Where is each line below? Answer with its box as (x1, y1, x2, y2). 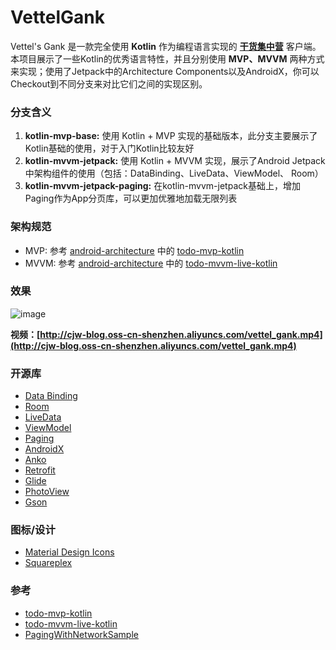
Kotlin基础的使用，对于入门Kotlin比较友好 (24, 142, 195, 155)
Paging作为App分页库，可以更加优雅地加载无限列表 (24, 192, 238, 205)
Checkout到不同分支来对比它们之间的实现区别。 (10, 77, 208, 90)
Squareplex (24, 557, 73, 569)
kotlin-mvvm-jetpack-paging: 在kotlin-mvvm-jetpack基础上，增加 (24, 180, 301, 192)
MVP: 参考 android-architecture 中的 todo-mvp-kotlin (24, 244, 245, 256)
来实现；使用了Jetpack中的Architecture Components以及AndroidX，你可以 (10, 65, 320, 77)
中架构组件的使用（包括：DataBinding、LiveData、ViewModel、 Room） (24, 167, 324, 180)
